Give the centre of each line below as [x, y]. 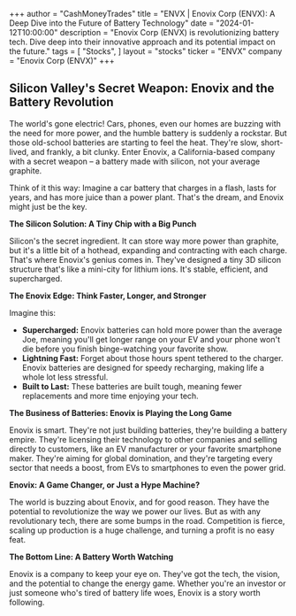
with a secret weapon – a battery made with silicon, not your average [135, 161]
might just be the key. [48, 206]
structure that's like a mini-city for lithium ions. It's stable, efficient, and [139, 269]
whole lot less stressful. [65, 377]
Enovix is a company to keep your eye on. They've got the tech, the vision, [144, 574]
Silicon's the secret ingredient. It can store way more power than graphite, [144, 241]
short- [272, 142]
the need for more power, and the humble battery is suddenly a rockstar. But [148, 133]
